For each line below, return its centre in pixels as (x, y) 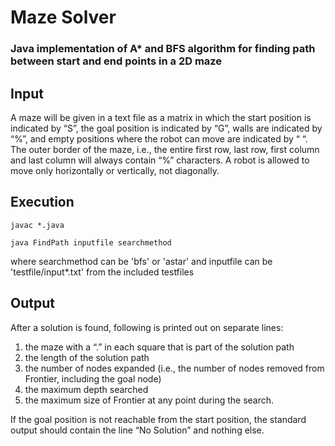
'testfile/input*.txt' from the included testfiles (102, 272)
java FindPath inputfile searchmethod (91, 242)
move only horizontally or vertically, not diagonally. (115, 170)
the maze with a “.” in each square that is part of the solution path (159, 347)
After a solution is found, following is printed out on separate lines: (147, 327)
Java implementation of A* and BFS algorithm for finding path (163, 49)
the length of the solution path (87, 357)
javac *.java (37, 225)
